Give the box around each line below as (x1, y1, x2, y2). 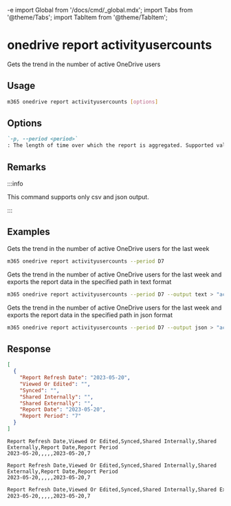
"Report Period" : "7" (19, 413, 81, 420)
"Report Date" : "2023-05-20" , (19, 406, 107, 413)
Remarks (7, 161, 47, 173)
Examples (7, 226, 50, 238)
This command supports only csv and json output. (7, 193, 149, 201)
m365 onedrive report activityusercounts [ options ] (7, 98, 158, 105)
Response (7, 343, 52, 354)
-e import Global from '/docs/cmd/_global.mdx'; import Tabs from (7, 6, 193, 14)
